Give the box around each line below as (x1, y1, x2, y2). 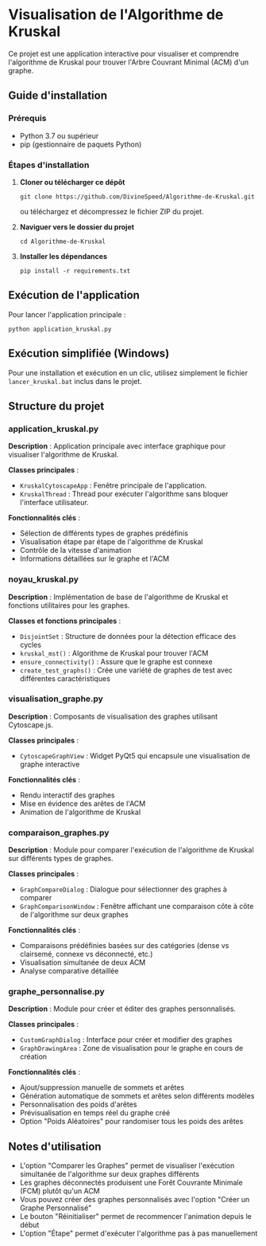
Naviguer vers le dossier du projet (19, 221, 135, 232)
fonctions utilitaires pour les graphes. (8, 600, 130, 610)
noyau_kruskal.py (8, 574, 79, 585)
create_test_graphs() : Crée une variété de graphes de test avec (19, 665, 233, 675)
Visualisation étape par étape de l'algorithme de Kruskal (19, 537, 203, 547)
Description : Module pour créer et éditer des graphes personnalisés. (8, 1004, 237, 1013)
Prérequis (8, 113, 47, 124)
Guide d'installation (8, 89, 108, 103)
